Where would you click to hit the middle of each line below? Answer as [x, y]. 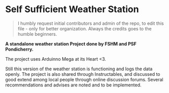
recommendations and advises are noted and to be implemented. [73, 85]
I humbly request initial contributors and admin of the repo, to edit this [91, 23]
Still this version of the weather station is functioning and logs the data [79, 69]
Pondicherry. [20, 49]
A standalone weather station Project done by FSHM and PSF [71, 43]
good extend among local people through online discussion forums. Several [84, 79]
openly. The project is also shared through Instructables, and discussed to [83, 74]
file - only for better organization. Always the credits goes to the [84, 28]
